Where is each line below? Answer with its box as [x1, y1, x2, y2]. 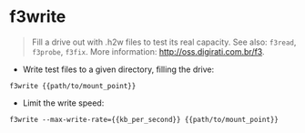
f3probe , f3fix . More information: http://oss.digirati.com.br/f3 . [31, 46, 265, 56]
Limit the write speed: [22, 97, 105, 108]
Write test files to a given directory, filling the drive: [22, 64, 215, 75]
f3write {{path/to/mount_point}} [9, 81, 137, 90]
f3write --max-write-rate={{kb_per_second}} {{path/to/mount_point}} [9, 115, 280, 124]
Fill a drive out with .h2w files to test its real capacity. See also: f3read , [31, 36, 297, 47]
